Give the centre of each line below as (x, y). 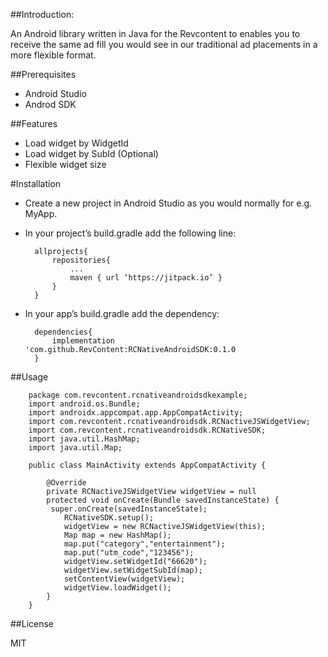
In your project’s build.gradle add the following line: (130, 233)
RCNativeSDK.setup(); (109, 518)
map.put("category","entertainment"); (144, 544)
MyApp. (41, 213)
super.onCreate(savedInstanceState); (129, 509)
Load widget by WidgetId (76, 143)
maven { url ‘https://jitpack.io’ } (146, 278)
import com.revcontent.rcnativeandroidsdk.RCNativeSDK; (147, 430)
